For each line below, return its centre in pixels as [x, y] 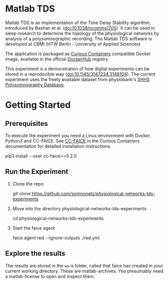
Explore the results [35, 254]
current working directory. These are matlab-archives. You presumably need [84, 271]
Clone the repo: [29, 184]
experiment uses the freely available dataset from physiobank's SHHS [77, 79]
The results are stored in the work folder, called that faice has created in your [84, 265]
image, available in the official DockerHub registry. [57, 59]
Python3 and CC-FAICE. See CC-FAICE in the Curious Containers [72, 140]
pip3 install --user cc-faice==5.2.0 [41, 156]
